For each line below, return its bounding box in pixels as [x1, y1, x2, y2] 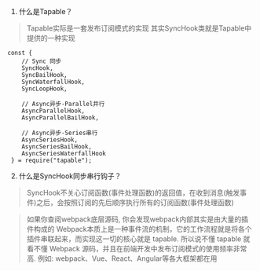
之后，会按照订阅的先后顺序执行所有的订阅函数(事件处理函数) [35, 198, 235, 207]
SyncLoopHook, [21, 85, 68, 93]
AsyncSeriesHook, [21, 136, 79, 144]
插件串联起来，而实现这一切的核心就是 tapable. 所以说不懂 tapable [26, 234, 242, 244]
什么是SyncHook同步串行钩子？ [18, 171, 122, 181]
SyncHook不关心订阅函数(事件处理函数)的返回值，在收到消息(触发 [26, 188, 240, 197]
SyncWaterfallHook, [21, 78, 86, 86]
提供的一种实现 [26, 34, 75, 42]
